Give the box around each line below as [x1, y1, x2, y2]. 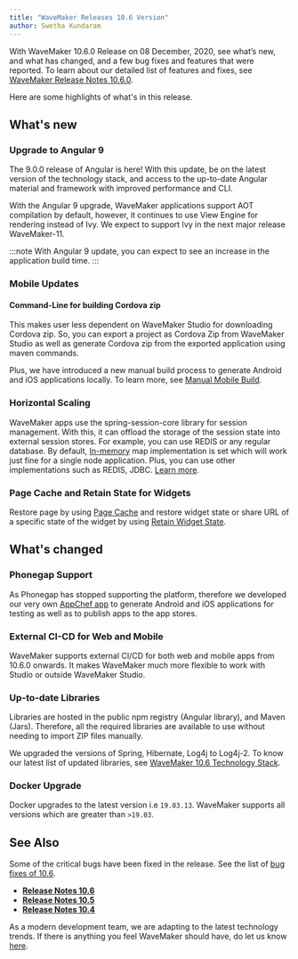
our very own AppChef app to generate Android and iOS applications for [9, 598, 274, 609]
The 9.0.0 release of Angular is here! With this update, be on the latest [9, 164, 267, 175]
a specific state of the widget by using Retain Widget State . [9, 516, 227, 526]
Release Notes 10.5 [21, 895, 95, 906]
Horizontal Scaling [9, 397, 91, 410]
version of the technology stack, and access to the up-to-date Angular [9, 174, 269, 184]
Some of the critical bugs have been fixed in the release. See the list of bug [9, 858, 286, 869]
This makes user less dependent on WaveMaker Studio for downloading [9, 320, 273, 330]
